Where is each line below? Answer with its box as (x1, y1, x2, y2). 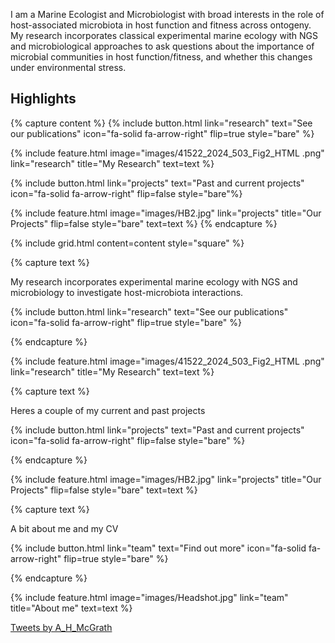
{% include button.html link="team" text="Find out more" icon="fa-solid (10, 542, 307, 554)
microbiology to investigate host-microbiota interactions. (10, 286, 244, 298)
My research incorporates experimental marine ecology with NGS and (10, 275, 298, 288)
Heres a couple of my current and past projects (10, 404, 206, 416)
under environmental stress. (10, 62, 127, 73)
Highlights (10, 90, 77, 108)
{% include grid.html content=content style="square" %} (10, 237, 245, 249)
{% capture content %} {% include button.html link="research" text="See (10, 117, 313, 129)
